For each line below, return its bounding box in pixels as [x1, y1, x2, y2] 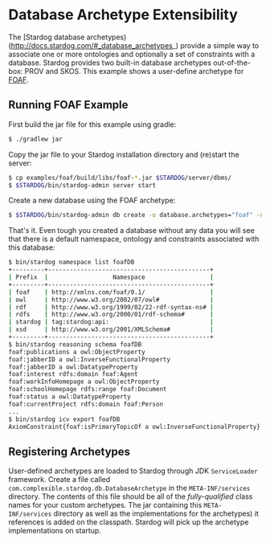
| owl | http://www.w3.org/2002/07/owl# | [8, 296, 215, 304]
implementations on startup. [8, 526, 102, 536]
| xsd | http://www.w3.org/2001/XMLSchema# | [8, 325, 215, 334]
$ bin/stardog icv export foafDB [8, 415, 121, 423]
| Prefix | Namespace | [8, 273, 215, 281]
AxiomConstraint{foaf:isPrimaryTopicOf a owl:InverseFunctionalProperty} [8, 423, 261, 431]
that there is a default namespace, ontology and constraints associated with [8, 235, 260, 244]
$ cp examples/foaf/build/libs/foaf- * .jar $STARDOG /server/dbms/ [8, 174, 231, 182]
